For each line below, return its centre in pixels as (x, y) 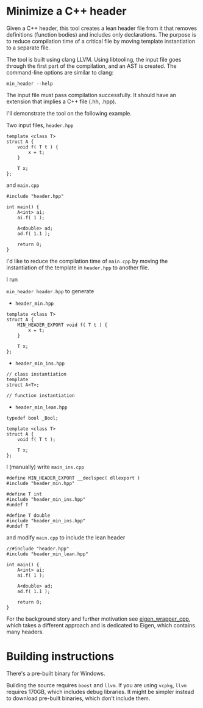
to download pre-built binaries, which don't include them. (78, 698)
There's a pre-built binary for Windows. (56, 673)
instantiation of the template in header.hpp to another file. (78, 268)
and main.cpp (23, 185)
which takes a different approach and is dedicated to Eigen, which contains (101, 625)
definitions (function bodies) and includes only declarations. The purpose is (101, 34)
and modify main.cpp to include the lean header (66, 537)
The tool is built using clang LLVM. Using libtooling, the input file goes (94, 59)
